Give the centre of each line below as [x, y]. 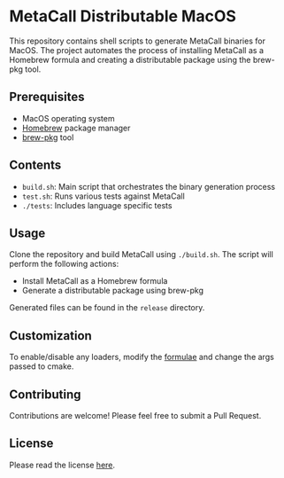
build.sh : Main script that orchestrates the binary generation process [149, 186]
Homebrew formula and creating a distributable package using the [130, 59]
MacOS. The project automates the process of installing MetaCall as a [136, 50]
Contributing [45, 394]
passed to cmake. [42, 366]
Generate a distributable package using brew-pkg [113, 291]
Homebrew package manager [76, 128]
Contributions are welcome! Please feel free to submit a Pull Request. [135, 415]
